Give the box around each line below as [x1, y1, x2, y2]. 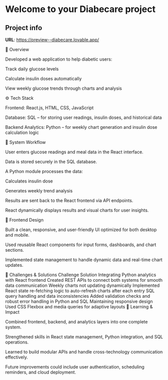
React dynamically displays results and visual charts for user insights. [5, 207, 149, 213]
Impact [5, 309, 20, 315]
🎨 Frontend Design [5, 217, 44, 223]
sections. [5, 247, 24, 253]
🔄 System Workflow [5, 139, 46, 145]
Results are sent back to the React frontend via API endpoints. [5, 198, 133, 204]
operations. [5, 339, 29, 345]
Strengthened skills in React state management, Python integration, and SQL [5, 334, 163, 339]
